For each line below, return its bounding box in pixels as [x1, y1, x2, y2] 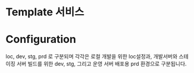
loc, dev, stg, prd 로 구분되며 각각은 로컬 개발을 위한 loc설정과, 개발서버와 [5, 53, 178, 60]
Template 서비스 [5, 5, 85, 19]
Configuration [5, 33, 77, 46]
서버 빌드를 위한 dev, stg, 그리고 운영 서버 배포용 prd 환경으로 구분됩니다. [16, 60, 187, 68]
